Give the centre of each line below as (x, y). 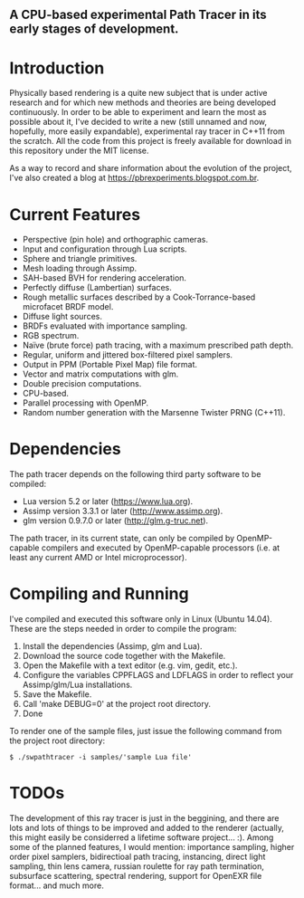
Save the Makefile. (57, 694)
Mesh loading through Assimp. (80, 268)
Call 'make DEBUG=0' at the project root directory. (116, 704)
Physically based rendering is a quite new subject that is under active (138, 93)
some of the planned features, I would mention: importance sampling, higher (152, 847)
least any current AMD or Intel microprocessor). (98, 558)
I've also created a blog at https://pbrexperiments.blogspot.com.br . (134, 178)
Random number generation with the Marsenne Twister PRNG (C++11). (154, 413)
